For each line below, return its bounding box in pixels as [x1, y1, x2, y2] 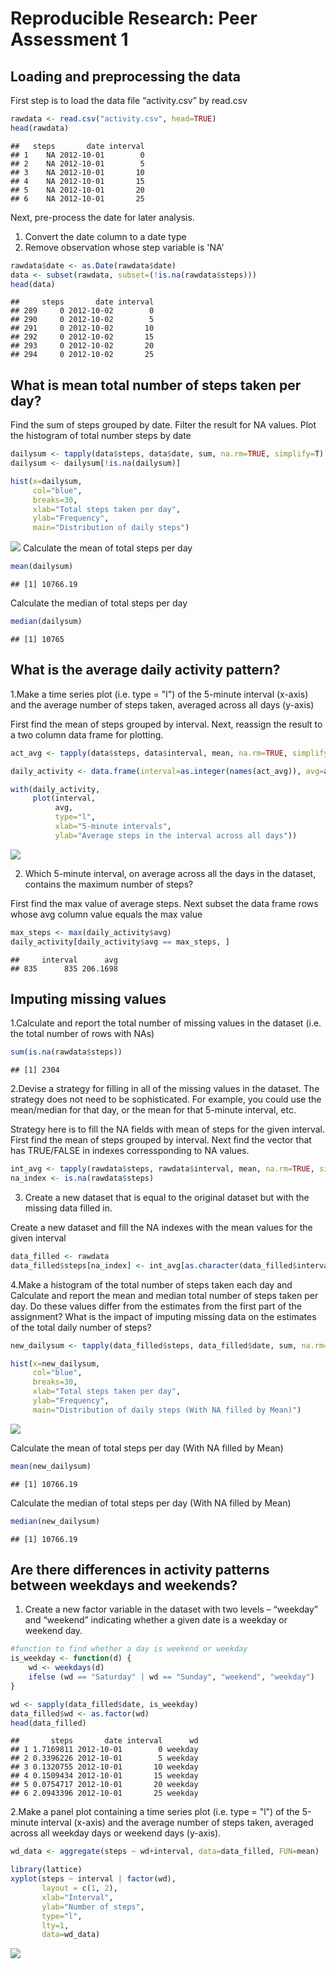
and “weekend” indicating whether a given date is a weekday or [24, 1614, 288, 1626]
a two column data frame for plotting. [10, 728, 164, 741]
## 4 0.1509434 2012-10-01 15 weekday [10, 1771, 199, 1781]
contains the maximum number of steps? [24, 878, 194, 890]
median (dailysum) [10, 617, 83, 627]
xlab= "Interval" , [41, 1892, 114, 1902]
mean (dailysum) [10, 562, 74, 572]
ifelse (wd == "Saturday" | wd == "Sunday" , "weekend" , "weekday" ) [28, 1672, 315, 1682]
